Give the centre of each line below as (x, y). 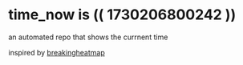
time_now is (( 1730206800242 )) (122, 15)
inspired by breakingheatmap (57, 52)
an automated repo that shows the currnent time (88, 37)
